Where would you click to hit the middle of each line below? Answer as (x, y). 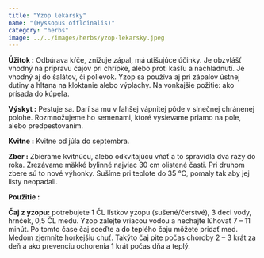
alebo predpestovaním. (46, 126)
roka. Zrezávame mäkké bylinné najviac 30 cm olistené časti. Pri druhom (126, 165)
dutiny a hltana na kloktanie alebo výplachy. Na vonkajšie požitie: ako (121, 85)
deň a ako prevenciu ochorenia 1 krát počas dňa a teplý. (99, 246)
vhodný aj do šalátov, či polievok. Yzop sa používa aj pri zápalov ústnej (124, 77)
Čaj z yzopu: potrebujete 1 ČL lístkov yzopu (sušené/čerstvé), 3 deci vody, (130, 212)
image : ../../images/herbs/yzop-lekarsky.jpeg (86, 38)
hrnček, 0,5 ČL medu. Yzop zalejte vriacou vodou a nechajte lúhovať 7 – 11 (130, 221)
